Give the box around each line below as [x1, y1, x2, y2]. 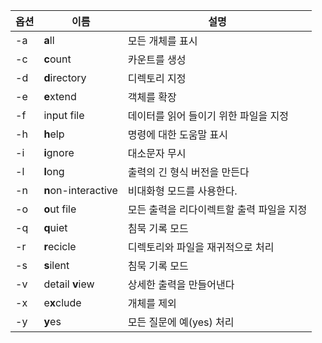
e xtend [43, 90, 77, 103]
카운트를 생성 [127, 53, 187, 66]
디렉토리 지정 [127, 72, 187, 85]
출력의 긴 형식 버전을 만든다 [127, 165, 250, 179]
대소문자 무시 [127, 147, 187, 160]
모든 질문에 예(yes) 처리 [127, 315, 235, 329]
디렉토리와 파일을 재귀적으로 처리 [127, 240, 275, 254]
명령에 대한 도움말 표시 [127, 128, 228, 141]
